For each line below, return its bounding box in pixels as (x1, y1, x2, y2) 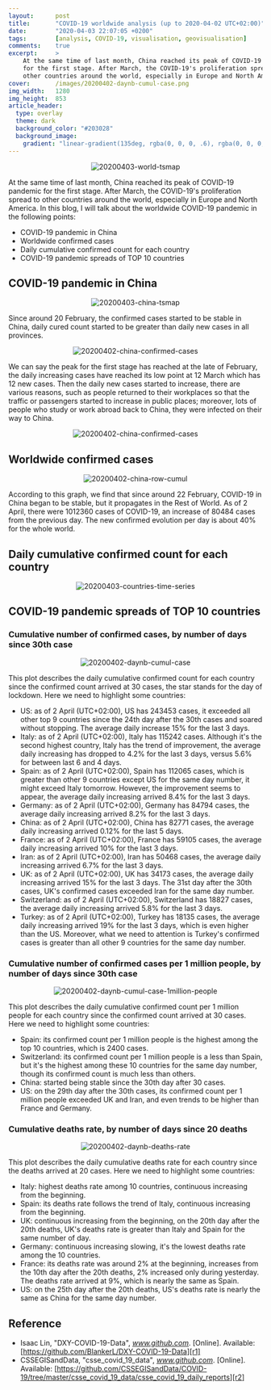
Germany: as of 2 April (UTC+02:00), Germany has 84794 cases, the (19, 800, 250, 810)
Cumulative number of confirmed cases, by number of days (8, 629, 248, 640)
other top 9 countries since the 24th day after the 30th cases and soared (19, 714, 263, 724)
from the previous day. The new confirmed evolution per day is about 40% (8, 515, 256, 525)
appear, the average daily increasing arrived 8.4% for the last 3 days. (19, 792, 251, 801)
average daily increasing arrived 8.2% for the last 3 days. (19, 808, 211, 818)
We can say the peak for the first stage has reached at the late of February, (8, 362, 258, 372)
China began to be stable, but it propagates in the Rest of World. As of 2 (8, 498, 248, 508)
